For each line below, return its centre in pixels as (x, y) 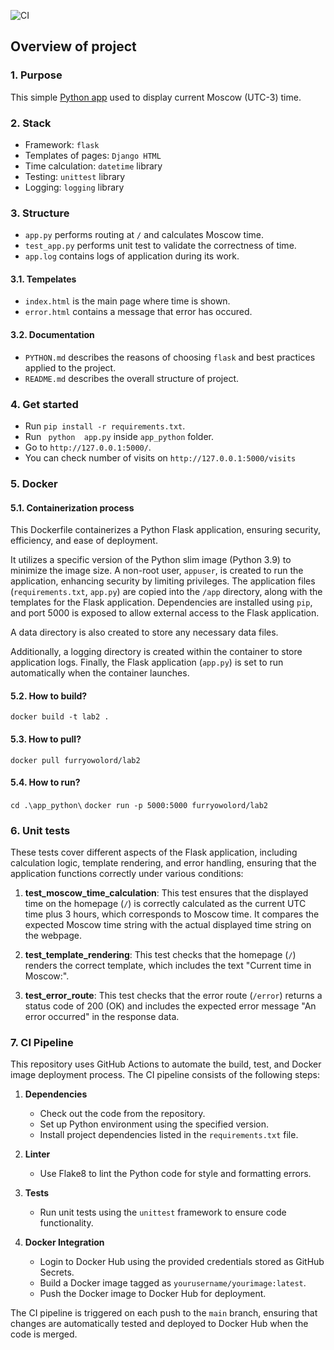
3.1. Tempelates (43, 279)
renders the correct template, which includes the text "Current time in (168, 966)
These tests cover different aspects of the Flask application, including (154, 852)
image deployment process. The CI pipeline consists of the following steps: (165, 1075)
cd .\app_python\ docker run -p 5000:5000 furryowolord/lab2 (139, 805)
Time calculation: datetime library (93, 166)
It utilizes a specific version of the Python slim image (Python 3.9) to (151, 560)
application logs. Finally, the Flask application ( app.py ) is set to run (147, 662)
